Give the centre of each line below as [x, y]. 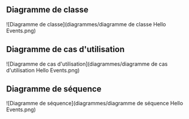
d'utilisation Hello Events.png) [43, 70]
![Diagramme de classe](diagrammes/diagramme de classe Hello [86, 24]
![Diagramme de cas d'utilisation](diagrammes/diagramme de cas [87, 64]
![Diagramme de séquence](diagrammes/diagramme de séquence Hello [95, 103]
